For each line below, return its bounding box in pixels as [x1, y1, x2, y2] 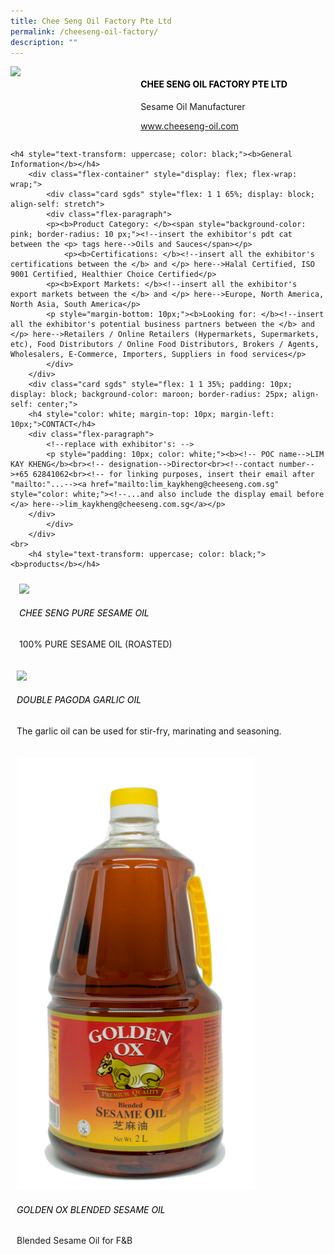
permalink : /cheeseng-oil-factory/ [10, 26, 159, 37]
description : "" [10, 37, 78, 47]
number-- [278, 459, 315, 469]
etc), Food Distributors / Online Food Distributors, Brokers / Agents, [10, 339, 320, 349]
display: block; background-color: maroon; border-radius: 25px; [10, 389, 288, 399]
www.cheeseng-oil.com [140, 120, 239, 132]
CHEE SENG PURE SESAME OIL [18, 607, 150, 619]
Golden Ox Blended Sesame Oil [16, 1203, 166, 1215]
